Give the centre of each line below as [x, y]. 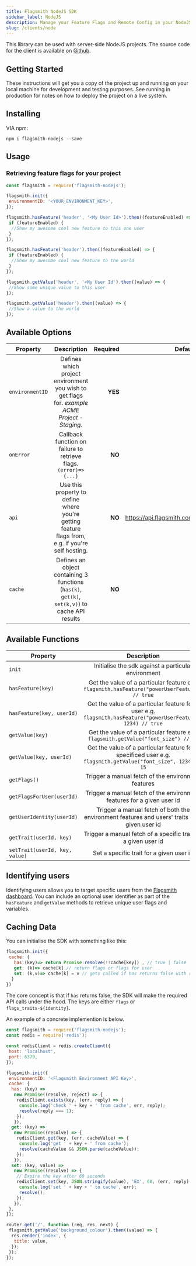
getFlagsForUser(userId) [43, 797]
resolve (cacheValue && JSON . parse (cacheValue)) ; [79, 1149]
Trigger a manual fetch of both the [143, 810]
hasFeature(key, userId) [43, 713]
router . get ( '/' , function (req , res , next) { [62, 1225]
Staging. [71, 425]
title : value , [31, 1241]
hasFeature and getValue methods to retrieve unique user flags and [87, 902]
